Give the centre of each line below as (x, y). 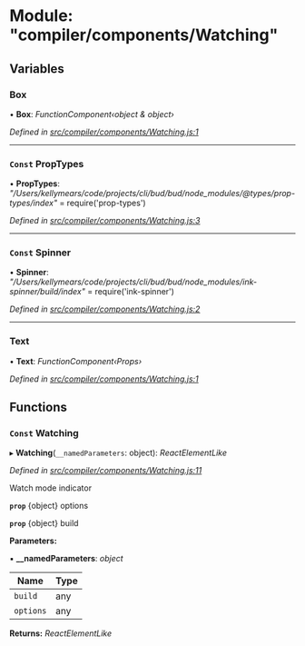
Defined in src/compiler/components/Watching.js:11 (106, 471)
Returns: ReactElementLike (61, 633)
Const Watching (44, 433)
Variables (37, 69)
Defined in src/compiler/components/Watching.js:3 (105, 221)
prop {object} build (44, 523)
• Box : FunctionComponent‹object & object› (92, 114)
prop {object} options (49, 506)
